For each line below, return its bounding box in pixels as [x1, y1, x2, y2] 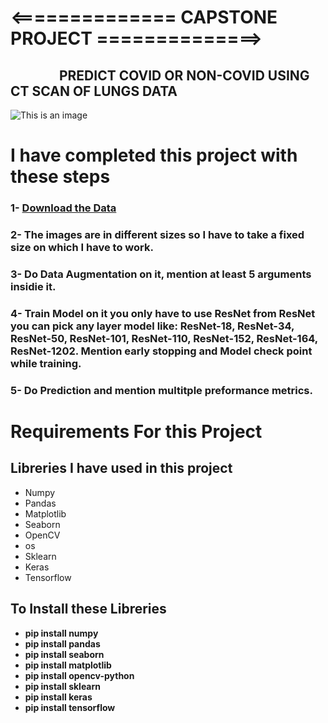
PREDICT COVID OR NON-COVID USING [58, 67, 310, 84]
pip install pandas [24, 637, 101, 650]
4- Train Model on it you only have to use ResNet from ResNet [10, 306, 316, 320]
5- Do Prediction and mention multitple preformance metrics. [10, 383, 313, 397]
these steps [10, 166, 111, 188]
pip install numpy [24, 627, 99, 639]
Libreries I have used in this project [10, 460, 233, 477]
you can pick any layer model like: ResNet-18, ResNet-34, [10, 319, 295, 333]
